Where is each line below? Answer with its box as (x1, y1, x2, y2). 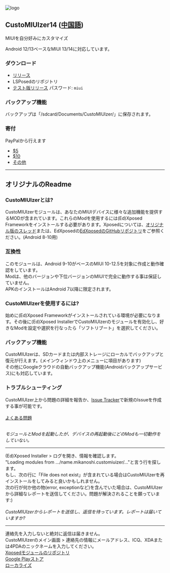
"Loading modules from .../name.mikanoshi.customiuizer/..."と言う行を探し (5, 459, 161, 465)
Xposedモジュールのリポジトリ (5, 549, 70, 555)
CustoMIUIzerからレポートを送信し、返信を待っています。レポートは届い (5, 509, 157, 515)
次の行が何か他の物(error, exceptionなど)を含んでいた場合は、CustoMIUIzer (5, 484, 163, 490)
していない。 (5, 437, 32, 443)
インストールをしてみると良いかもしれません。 (5, 478, 103, 484)
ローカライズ (5, 562, 32, 568)
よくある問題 (5, 415, 32, 421)
